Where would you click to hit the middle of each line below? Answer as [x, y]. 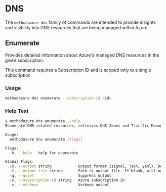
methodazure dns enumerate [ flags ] [46, 139]
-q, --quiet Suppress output [61, 176]
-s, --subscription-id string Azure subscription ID [67, 180]
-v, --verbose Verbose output [60, 185]
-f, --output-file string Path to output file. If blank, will [83, 171]
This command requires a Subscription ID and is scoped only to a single [78, 70]
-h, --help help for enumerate [44, 153]
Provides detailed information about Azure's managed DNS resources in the [82, 55]
